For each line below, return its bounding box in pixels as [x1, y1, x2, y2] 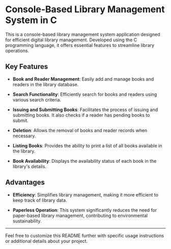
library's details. [12, 163, 47, 169]
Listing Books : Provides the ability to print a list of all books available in [12, 142, 162, 148]
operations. [5, 47, 30, 54]
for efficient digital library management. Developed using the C [5, 37, 137, 43]
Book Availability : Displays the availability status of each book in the [12, 158, 157, 164]
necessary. [12, 133, 36, 139]
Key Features [5, 62, 48, 71]
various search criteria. [12, 96, 62, 103]
